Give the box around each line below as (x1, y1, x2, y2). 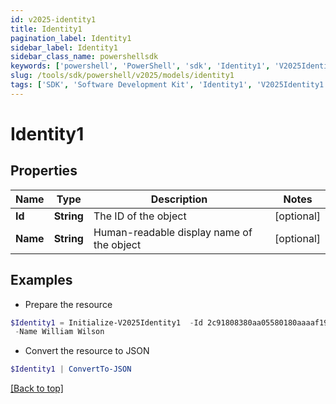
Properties (10, 162, 78, 180)
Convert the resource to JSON (24, 345, 150, 357)
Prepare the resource (24, 298, 113, 310)
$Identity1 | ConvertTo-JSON (10, 364, 132, 375)
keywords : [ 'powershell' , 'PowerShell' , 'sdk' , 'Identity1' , (10, 61, 271, 71)
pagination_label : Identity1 (10, 33, 132, 43)
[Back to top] (10, 382, 64, 395)
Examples (10, 272, 73, 289)
